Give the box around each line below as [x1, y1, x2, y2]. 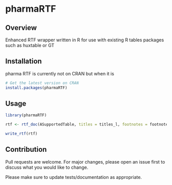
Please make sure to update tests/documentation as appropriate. [5, 174, 142, 180]
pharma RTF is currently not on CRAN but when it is [5, 70, 114, 76]
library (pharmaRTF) [5, 113, 47, 118]
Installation [5, 57, 42, 66]
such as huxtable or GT [5, 42, 55, 48]
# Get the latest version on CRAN [5, 80, 79, 86]
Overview [5, 23, 37, 32]
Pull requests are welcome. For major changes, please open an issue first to [5, 158, 165, 165]
